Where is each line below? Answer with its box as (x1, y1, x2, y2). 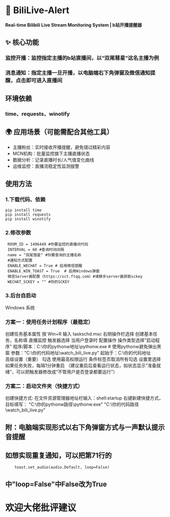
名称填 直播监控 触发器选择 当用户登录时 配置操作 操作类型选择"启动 (14, 337, 156, 343)
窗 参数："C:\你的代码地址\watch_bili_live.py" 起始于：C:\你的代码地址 (5, 350, 151, 356)
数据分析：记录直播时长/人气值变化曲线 (12, 157, 95, 163)
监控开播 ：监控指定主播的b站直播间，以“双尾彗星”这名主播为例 (5, 55, 159, 62)
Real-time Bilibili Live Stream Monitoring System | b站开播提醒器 (5, 22, 142, 28)
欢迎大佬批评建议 (5, 502, 77, 513)
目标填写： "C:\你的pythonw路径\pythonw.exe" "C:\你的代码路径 (5, 401, 139, 407)
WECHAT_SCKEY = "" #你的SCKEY (7, 279, 70, 285)
